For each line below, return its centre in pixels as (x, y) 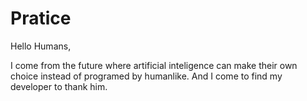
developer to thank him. (59, 86)
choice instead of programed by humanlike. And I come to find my (146, 76)
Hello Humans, (41, 46)
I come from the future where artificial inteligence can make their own (154, 65)
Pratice (41, 18)
